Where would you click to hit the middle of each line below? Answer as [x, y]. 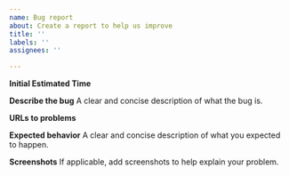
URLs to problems [43, 118]
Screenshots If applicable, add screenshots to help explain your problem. [144, 162]
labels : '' [29, 42]
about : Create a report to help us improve [91, 26]
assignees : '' [36, 51]
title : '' [28, 34]
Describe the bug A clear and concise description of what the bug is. [136, 101]
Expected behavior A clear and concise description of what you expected [145, 135]
